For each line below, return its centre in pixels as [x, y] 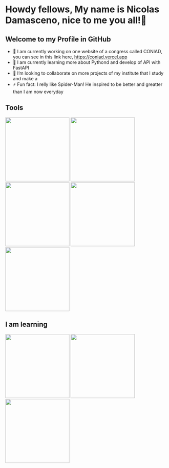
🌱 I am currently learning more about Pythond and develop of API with [87, 62]
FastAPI [21, 68]
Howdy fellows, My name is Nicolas [82, 9]
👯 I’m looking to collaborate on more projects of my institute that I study [88, 73]
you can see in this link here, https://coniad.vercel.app [70, 57]
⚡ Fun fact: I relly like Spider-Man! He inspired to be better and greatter [88, 84]
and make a [25, 79]
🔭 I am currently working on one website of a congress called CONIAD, [87, 51]
